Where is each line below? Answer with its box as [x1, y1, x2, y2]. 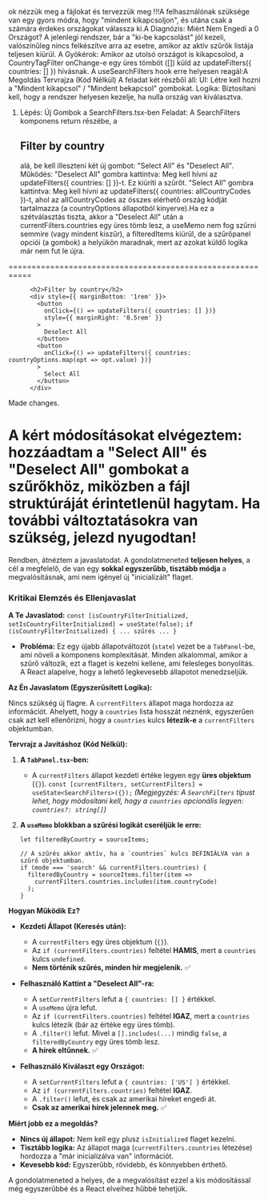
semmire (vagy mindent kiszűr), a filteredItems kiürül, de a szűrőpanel [19, 229, 251, 238]
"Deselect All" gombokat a [8, 461, 190, 478]
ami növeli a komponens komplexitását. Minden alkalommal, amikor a [19, 650, 248, 660]
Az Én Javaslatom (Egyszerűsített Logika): [8, 682, 153, 693]
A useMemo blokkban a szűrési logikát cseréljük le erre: [19, 820, 202, 830]
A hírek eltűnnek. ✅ [31, 1045, 98, 1055]
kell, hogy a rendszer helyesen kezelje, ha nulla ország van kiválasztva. [8, 92, 243, 101]
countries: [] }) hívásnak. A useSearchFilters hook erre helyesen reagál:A [8, 67, 249, 75]
